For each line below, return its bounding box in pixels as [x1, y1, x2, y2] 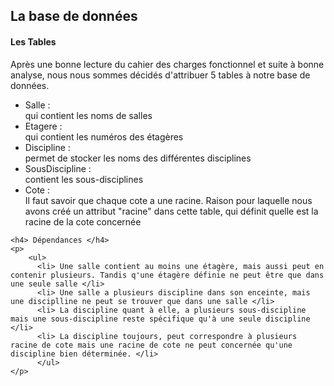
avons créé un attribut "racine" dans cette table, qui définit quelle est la [24, 205, 319, 217]
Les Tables [10, 35, 57, 48]
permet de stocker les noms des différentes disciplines [24, 152, 252, 164]
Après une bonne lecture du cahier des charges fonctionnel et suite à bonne [10, 58, 325, 70]
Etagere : [24, 120, 63, 132]
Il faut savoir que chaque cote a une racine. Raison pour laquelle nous [24, 194, 313, 206]
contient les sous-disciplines [24, 173, 144, 185]
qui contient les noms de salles [24, 109, 153, 121]
